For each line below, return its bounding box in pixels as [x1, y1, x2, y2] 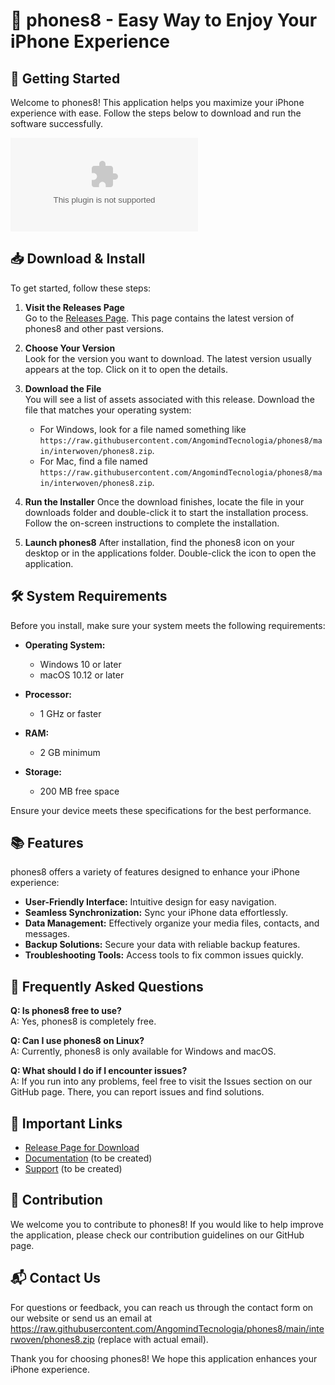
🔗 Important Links [10, 1115, 123, 1132]
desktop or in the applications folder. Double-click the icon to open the [24, 547, 317, 559]
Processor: [24, 688, 73, 700]
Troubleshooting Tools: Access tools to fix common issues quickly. [24, 949, 304, 961]
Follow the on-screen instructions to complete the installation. [24, 517, 280, 529]
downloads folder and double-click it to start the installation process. [24, 506, 309, 518]
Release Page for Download [24, 1142, 140, 1154]
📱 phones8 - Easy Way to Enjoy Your [10, 9, 318, 32]
